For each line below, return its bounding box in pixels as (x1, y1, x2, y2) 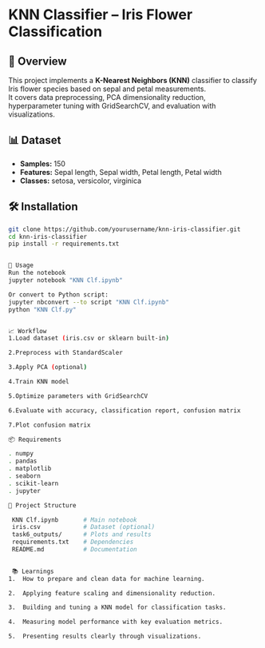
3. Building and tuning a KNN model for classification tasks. (8, 603, 227, 612)
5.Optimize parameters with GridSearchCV (8, 392, 148, 400)
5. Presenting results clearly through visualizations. (8, 633, 202, 641)
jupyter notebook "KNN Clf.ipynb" (8, 276, 124, 284)
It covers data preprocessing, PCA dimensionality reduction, (8, 93, 206, 101)
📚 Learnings (11, 567, 54, 575)
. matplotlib (8, 465, 52, 473)
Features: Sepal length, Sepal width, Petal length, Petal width (19, 167, 222, 177)
